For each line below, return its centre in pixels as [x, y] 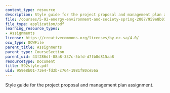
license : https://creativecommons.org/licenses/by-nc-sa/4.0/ [72, 38]
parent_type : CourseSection [35, 52]
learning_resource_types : [32, 29]
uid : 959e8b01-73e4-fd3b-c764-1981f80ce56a [52, 71]
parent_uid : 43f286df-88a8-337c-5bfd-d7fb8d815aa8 [60, 57]
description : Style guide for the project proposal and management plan [83, 15]
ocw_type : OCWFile [25, 43]
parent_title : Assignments [34, 47]
